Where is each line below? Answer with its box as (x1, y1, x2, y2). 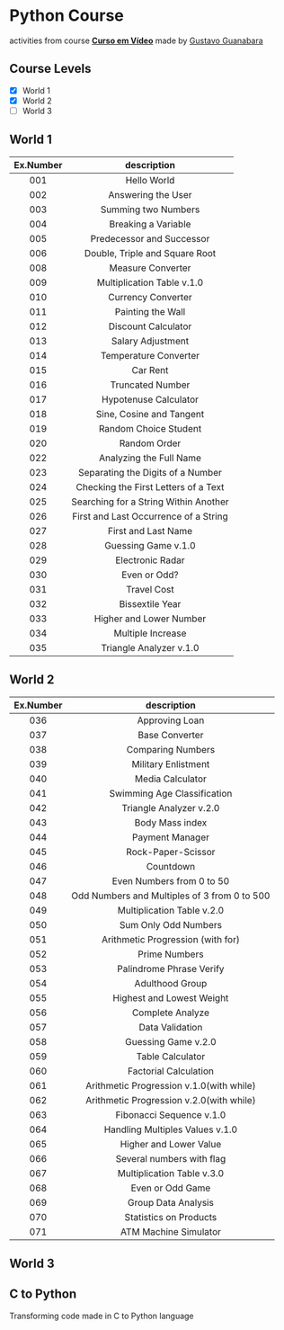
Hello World (125, 174, 175, 186)
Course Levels (9, 61, 92, 76)
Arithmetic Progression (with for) (102, 933, 240, 945)
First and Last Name (107, 524, 193, 537)
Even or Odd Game (130, 1182, 211, 1194)
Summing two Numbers (100, 203, 200, 216)
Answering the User (108, 188, 192, 201)
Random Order (119, 437, 182, 450)
